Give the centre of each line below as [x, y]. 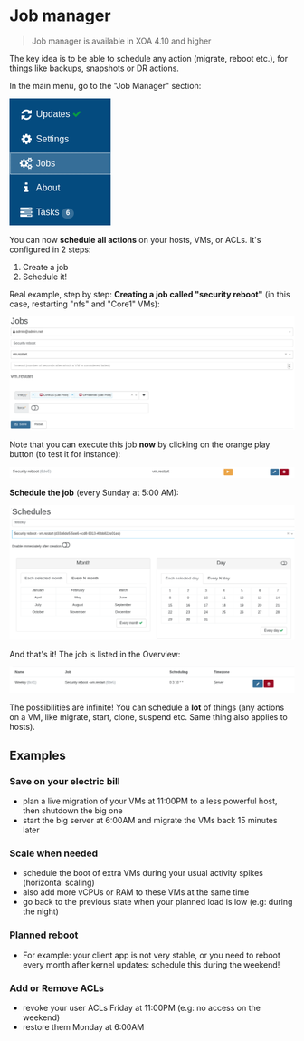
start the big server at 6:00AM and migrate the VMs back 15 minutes [150, 821]
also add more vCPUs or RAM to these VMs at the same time [136, 892]
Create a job [45, 267]
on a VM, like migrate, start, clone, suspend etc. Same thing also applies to [148, 717]
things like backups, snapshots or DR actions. [94, 68]
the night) [40, 911]
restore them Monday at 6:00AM [83, 1027]
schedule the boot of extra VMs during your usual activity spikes [143, 873]
